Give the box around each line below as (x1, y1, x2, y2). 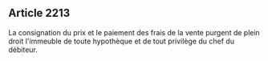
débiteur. (8, 44, 39, 55)
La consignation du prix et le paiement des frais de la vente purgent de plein (8, 27, 261, 37)
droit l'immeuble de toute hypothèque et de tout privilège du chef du (8, 36, 235, 46)
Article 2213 (8, 6, 71, 20)
